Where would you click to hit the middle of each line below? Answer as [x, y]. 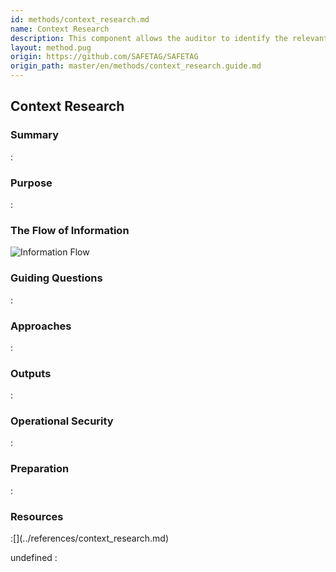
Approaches [41, 326]
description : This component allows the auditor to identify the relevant [169, 38]
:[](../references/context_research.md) [90, 538]
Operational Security [62, 421]
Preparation [40, 469]
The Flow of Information [70, 230]
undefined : [34, 558]
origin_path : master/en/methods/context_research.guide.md [136, 66]
